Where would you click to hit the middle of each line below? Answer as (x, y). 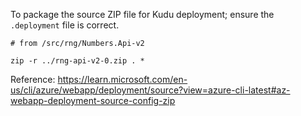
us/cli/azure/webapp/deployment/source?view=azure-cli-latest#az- (150, 90)
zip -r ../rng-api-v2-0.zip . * (77, 61)
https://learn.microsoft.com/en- (122, 79)
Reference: (33, 79)
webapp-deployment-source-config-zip (93, 100)
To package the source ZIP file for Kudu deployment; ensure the (142, 14)
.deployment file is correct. (65, 25)
